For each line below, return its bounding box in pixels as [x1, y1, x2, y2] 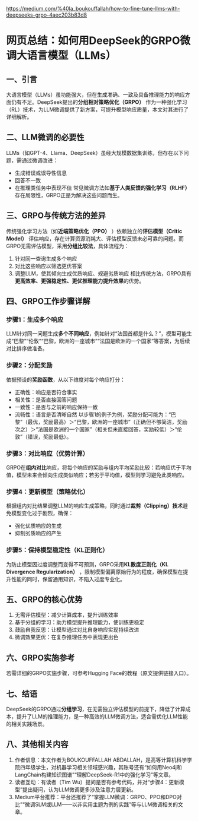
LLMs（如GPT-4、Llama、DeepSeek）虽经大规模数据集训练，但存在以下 [6, 149, 184, 156]
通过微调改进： [21, 157, 58, 164]
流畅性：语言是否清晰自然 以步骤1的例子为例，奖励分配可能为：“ [14, 411, 171, 418]
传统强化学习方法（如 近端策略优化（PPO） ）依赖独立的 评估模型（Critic [6, 227, 182, 234]
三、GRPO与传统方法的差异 [6, 211, 106, 221]
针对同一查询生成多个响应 [14, 255, 77, 262]
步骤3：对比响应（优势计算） [6, 449, 89, 458]
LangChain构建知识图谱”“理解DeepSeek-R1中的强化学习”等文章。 [14, 771, 174, 778]
